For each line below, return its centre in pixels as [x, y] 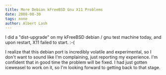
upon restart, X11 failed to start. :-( [40, 43]
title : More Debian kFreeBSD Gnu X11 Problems [54, 10]
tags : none [16, 19]
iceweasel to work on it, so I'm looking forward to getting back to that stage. [83, 68]
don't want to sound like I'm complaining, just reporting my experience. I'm [82, 57]
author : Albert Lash [27, 23]
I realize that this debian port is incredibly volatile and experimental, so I [78, 52]
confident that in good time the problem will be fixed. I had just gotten [76, 62]
